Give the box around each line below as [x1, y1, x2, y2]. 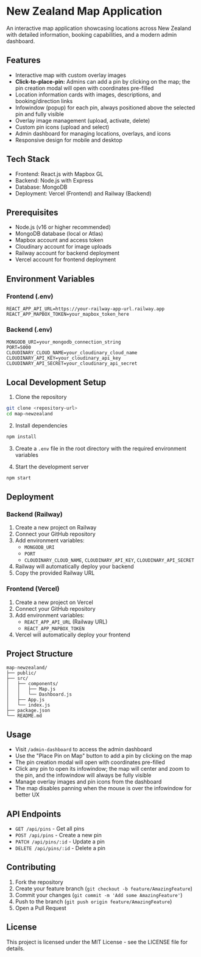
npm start [6, 475, 32, 481]
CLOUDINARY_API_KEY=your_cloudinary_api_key [6, 355, 121, 362]
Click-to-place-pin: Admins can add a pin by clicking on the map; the [15, 78, 191, 85]
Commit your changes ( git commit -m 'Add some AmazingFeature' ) [15, 891, 183, 898]
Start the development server [15, 463, 90, 470]
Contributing [6, 862, 56, 873]
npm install [6, 434, 37, 440]
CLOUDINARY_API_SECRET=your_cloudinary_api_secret [6, 360, 138, 367]
